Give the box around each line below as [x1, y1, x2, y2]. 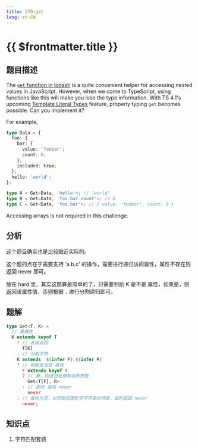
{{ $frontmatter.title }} [6, 40, 118, 54]
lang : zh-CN [6, 14, 36, 20]
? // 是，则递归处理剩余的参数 [21, 373, 89, 379]
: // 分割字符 [17, 351, 49, 357]
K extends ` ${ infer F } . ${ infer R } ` [17, 356, 105, 362]
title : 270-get [6, 8, 44, 15]
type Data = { [6, 129, 42, 136]
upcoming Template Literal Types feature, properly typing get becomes [6, 100, 181, 107]
